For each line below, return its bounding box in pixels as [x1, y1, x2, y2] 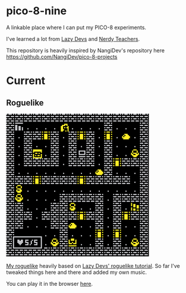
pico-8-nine [6, 4, 67, 18]
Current [6, 74, 46, 87]
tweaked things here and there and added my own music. [6, 269, 147, 276]
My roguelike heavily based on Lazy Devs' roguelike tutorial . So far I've [6, 262, 180, 269]
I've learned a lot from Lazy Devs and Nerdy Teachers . [6, 35, 140, 42]
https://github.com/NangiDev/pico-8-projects [6, 53, 118, 60]
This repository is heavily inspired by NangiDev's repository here [6, 46, 165, 54]
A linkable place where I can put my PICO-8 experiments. [6, 24, 147, 31]
